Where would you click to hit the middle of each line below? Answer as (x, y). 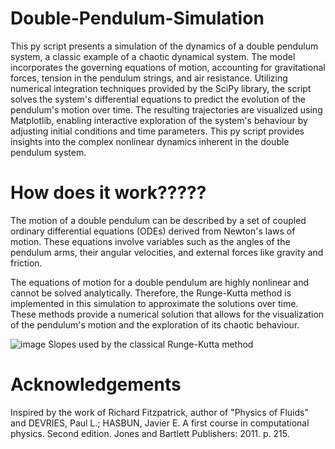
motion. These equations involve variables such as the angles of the (150, 241)
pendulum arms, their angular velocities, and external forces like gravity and (167, 252)
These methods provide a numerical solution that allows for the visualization (167, 314)
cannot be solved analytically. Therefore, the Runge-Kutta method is (151, 293)
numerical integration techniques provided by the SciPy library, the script (161, 88)
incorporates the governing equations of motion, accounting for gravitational (168, 67)
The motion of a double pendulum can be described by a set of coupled (158, 220)
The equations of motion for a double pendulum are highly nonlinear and (160, 282)
